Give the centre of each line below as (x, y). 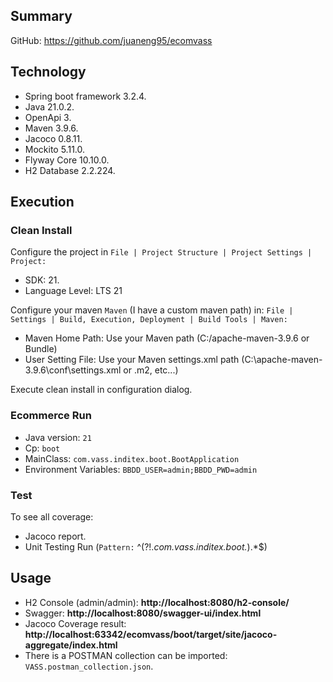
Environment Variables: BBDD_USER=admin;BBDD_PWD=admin (141, 469)
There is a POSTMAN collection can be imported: (126, 655)
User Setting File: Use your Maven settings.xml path (132, 360)
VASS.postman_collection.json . (89, 666)
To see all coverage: (52, 516)
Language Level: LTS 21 (73, 291)
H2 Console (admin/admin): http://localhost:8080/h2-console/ (157, 602)
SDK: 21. (42, 280)
